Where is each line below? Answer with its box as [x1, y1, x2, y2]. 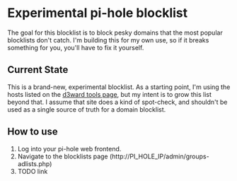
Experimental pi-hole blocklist [7, 5, 188, 21]
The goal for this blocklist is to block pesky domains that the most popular [7, 28, 223, 37]
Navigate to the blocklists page [17, 152, 108, 160]
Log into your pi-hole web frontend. [17, 144, 122, 153]
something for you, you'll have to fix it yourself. [7, 43, 144, 52]
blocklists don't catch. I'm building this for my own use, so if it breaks [7, 35, 209, 44]
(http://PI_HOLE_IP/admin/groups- [109, 152, 210, 160]
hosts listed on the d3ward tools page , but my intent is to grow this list [7, 90, 212, 98]
